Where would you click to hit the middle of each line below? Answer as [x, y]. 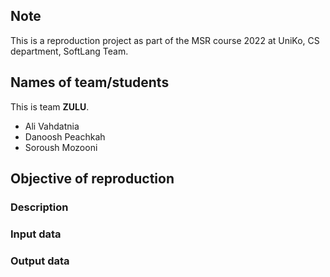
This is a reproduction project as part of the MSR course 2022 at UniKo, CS [165, 40]
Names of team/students [90, 82]
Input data [36, 234]
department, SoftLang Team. [69, 51]
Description [39, 207]
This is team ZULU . [50, 106]
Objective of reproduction [92, 179]
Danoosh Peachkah [65, 136]
